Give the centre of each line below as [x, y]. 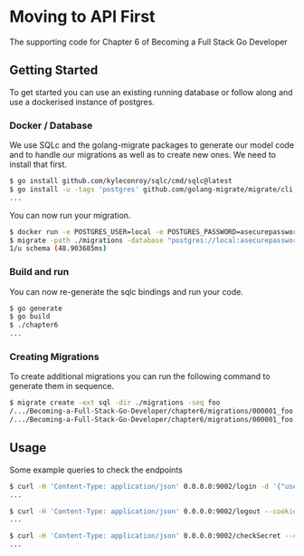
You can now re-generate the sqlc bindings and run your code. [127, 291]
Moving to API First [82, 17]
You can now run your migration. [70, 215]
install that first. [38, 164]
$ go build [30, 317]
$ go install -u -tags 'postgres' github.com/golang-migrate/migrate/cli [152, 189]
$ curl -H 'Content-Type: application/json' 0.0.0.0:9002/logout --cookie [153, 511]
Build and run [39, 272]
